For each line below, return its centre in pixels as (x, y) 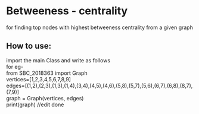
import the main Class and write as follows (58, 60)
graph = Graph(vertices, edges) (45, 98)
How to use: (29, 46)
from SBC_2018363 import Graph (47, 73)
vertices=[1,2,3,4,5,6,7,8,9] (39, 79)
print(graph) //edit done (35, 104)
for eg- (15, 66)
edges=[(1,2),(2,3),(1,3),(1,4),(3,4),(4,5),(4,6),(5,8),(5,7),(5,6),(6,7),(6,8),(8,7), (99, 85)
